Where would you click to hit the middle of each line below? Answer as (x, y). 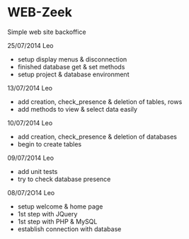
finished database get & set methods (71, 66)
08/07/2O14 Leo (31, 192)
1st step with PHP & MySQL (57, 221)
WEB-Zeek (40, 12)
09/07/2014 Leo (31, 158)
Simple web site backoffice (47, 32)
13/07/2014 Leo (30, 88)
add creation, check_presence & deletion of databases (97, 136)
